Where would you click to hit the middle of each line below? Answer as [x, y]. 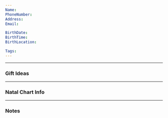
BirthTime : [16, 37]
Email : [12, 24]
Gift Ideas [17, 73]
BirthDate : [16, 33]
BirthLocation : [21, 42]
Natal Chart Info [25, 92]
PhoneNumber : [19, 14]
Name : [11, 10]
